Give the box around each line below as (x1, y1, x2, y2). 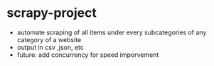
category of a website (16, 35, 82, 44)
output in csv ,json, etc (16, 43, 85, 51)
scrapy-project (6, 5, 97, 21)
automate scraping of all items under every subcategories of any (16, 28, 207, 37)
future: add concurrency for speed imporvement (16, 51, 159, 59)
